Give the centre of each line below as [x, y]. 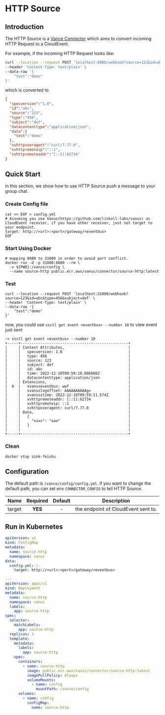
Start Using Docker [28, 248]
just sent [14, 330]
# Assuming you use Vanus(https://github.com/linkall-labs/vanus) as [78, 218]
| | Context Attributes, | [68, 348]
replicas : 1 [22, 634]
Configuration [27, 472]
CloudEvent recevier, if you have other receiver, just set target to [79, 223]
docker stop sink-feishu [30, 457]
